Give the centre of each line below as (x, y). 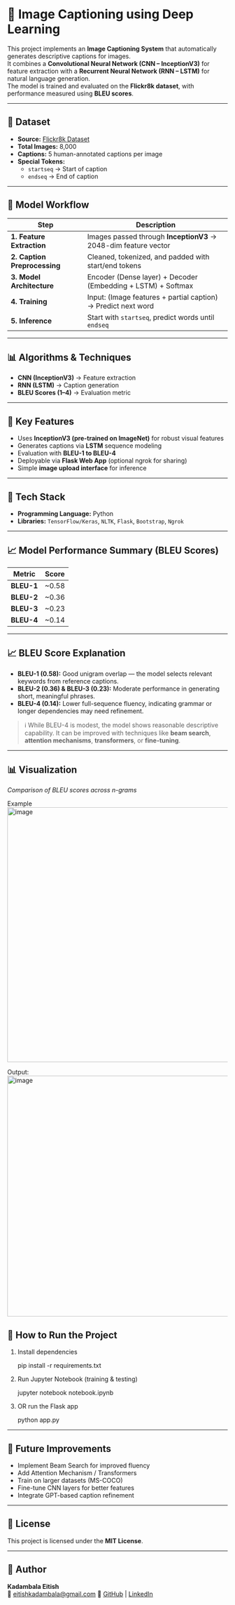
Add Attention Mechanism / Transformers (77, 1473)
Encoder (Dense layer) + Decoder (142, 277)
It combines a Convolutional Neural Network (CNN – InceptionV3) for (108, 63)
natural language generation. (49, 78)
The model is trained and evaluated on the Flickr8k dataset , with (101, 86)
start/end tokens (114, 265)
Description (156, 225)
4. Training (29, 301)
